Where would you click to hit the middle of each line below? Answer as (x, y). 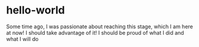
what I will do (22, 39)
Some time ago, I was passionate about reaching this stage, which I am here (100, 26)
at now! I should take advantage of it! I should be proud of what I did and (95, 32)
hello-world (36, 10)
